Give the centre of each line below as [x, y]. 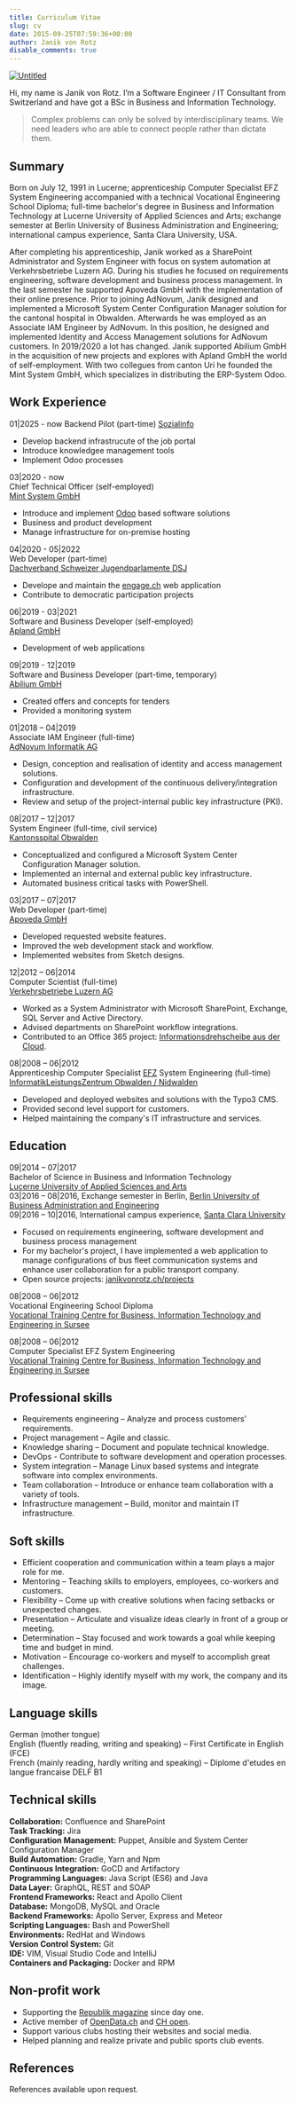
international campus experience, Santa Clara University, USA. [123, 234]
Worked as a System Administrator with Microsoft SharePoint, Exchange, [155, 1008]
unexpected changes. [62, 1610]
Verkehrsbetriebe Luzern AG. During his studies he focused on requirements [149, 271]
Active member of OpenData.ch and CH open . [106, 2021]
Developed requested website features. [94, 936]
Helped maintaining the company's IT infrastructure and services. [142, 1118]
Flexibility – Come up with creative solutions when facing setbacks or [148, 1600]
